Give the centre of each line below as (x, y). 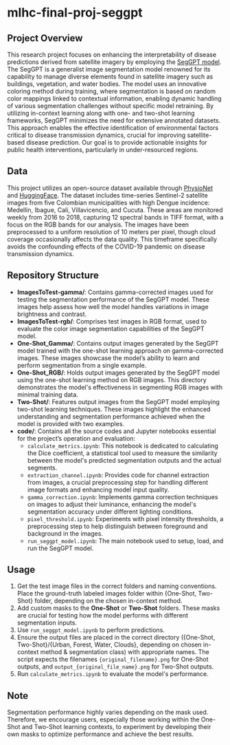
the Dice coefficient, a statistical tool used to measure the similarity (122, 453)
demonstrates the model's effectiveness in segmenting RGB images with (120, 387)
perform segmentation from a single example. (82, 365)
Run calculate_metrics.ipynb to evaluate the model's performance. (113, 674)
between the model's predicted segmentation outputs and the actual (124, 460)
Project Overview (45, 38)
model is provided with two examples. (71, 423)
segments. (42, 468)
